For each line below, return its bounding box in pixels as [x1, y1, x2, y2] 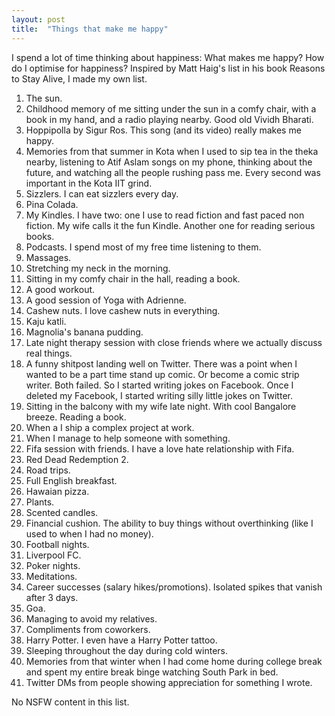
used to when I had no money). [25, 527, 154, 540]
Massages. [25, 251, 72, 263]
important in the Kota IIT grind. [25, 177, 153, 189]
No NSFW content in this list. [11, 696, 130, 708]
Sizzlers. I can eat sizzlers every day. [25, 187, 179, 200]
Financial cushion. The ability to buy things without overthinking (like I [25, 517, 314, 529]
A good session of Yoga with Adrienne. [25, 294, 187, 306]
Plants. [25, 496, 55, 508]
